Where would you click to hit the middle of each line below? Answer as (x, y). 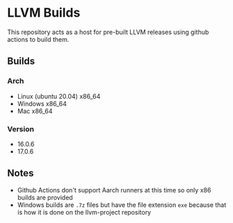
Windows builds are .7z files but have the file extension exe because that (122, 205)
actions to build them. (38, 39)
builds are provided (45, 197)
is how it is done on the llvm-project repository (84, 212)
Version (21, 129)
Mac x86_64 (35, 111)
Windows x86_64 (42, 104)
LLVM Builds (44, 13)
